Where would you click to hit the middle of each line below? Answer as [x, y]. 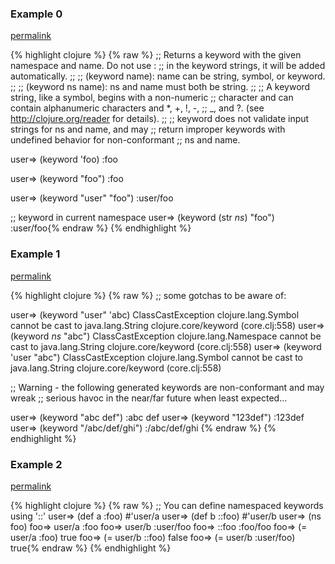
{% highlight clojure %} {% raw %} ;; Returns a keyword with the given [156, 55]
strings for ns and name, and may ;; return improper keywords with [148, 129]
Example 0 [36, 14]
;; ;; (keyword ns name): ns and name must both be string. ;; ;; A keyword [160, 87]
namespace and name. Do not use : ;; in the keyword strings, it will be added [168, 66]
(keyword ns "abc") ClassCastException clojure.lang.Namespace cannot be [166, 336]
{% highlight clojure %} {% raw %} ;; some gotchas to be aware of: [148, 295]
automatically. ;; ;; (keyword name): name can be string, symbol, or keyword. [168, 76]
